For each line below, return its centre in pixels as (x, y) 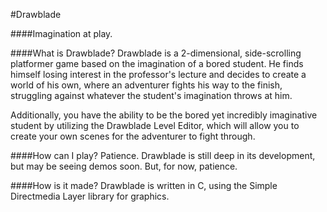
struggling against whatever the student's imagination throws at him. (151, 95)
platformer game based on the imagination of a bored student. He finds (157, 63)
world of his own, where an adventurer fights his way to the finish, (146, 85)
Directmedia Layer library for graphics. (90, 196)
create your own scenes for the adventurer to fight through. (133, 136)
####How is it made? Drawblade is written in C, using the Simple (144, 185)
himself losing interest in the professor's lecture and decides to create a (158, 74)
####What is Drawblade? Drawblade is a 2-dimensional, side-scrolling (156, 53)
